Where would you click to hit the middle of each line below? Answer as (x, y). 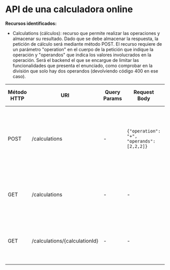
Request (144, 92)
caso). (19, 76)
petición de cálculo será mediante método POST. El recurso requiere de (87, 44)
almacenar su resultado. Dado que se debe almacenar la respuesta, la (85, 39)
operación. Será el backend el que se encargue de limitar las (76, 60)
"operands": (141, 141)
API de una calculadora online (69, 9)
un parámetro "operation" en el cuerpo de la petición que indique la (83, 49)
